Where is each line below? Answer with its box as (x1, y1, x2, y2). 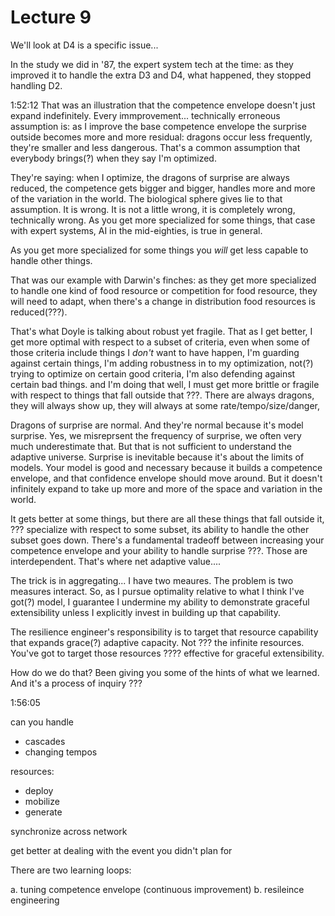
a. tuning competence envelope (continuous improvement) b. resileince (10, 883, 305, 895)
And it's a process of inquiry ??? (10, 677, 143, 689)
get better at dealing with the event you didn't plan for (10, 844, 233, 856)
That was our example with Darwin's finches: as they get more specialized (10, 274, 317, 286)
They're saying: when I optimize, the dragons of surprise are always (10, 171, 290, 183)
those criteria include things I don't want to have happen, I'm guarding (10, 346, 300, 358)
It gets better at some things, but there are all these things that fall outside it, (10, 512, 325, 525)
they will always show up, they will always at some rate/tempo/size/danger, (10, 399, 320, 411)
